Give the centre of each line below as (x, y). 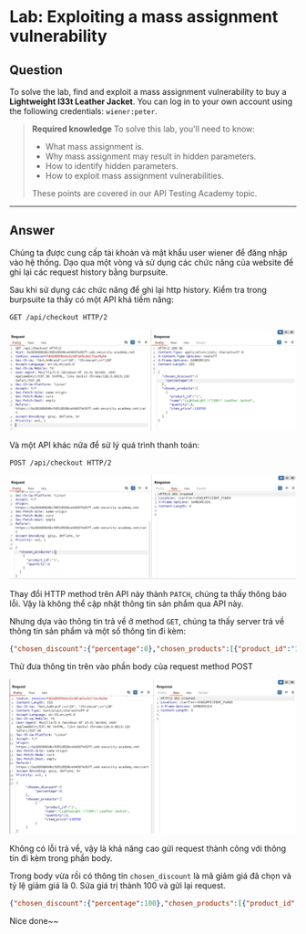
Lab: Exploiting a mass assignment (144, 17)
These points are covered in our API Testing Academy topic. (144, 193)
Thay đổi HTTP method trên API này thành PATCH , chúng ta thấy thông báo (148, 594)
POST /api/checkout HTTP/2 (61, 463)
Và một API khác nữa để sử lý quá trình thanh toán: (105, 445)
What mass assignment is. (94, 147)
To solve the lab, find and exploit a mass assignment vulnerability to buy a (148, 92)
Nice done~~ (34, 920)
